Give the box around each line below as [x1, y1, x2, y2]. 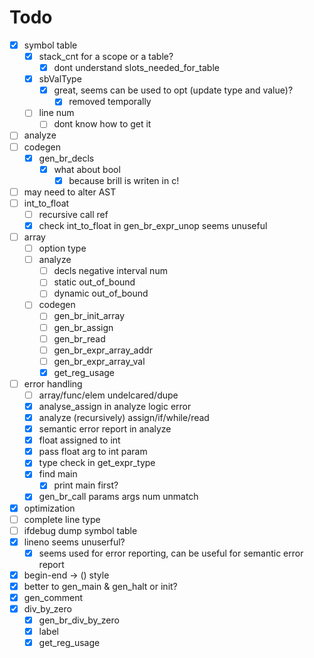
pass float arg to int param [38, 446, 148, 458]
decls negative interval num [53, 265, 168, 277]
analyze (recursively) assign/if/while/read [38, 412, 210, 423]
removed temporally [68, 96, 152, 108]
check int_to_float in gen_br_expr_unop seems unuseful [38, 219, 268, 231]
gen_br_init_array [53, 310, 126, 322]
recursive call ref [38, 208, 109, 220]
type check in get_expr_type [38, 457, 156, 469]
